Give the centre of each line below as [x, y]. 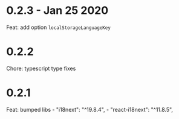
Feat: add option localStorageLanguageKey [58, 27]
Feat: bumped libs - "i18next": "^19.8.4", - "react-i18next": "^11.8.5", [90, 109]
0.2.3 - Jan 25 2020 [57, 11]
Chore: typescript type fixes [41, 68]
